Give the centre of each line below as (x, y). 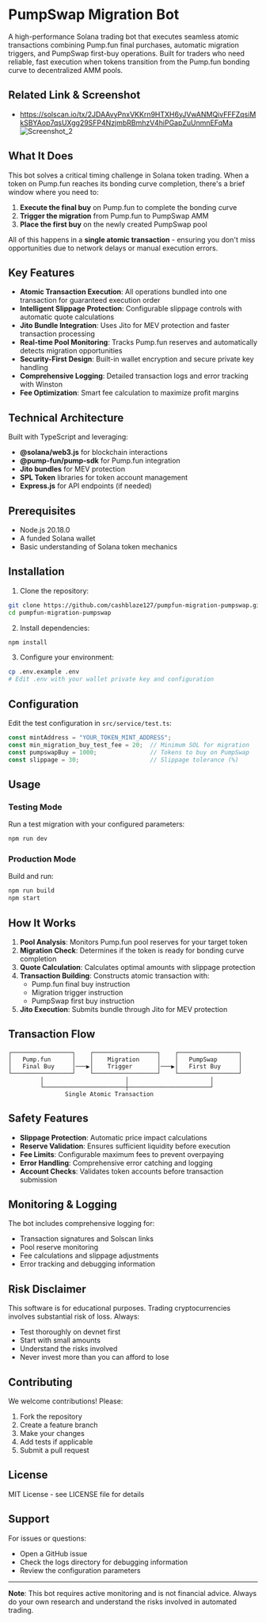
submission (38, 1179)
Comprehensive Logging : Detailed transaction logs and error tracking (134, 376)
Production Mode (42, 859)
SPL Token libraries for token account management (104, 478)
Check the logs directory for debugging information (104, 1562)
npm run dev (28, 839)
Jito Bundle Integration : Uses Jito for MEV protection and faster (124, 326)
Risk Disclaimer (47, 1289)
